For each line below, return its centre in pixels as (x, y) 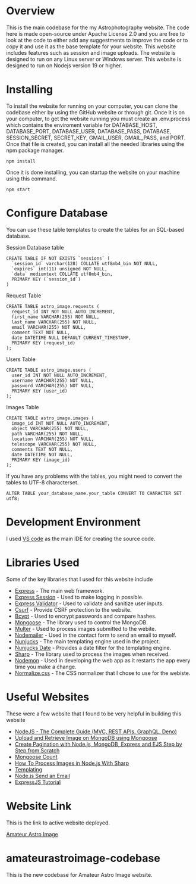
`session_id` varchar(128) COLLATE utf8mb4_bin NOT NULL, (85, 263)
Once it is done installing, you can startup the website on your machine (93, 172)
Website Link (39, 806)
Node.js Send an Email (42, 776)
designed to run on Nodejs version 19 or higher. (64, 65)
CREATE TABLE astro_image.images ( (50, 418)
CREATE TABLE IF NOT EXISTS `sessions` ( (58, 258)
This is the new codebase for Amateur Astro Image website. (79, 874)
